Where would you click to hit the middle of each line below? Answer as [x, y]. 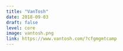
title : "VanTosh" [27, 11]
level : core [21, 28]
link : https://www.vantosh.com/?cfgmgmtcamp [61, 39]
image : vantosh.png [30, 33]
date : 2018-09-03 [27, 17]
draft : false [22, 22]
